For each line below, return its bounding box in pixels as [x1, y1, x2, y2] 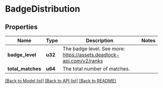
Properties [5, 23, 38, 31]
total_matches [7, 66, 41, 72]
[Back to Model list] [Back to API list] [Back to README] [5, 78, 116, 84]
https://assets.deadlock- [62, 52, 120, 58]
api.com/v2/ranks [62, 57, 103, 64]
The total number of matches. [62, 66, 130, 72]
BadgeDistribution [5, 3, 81, 15]
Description [85, 37, 114, 44]
